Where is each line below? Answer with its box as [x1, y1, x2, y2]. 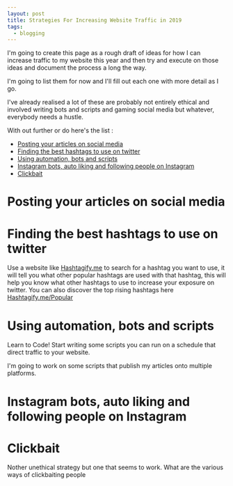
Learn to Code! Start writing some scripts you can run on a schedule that [7, 341, 216, 349]
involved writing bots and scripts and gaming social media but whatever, [7, 105, 214, 114]
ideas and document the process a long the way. [7, 63, 147, 72]
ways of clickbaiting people [7, 471, 86, 479]
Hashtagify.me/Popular [7, 294, 73, 302]
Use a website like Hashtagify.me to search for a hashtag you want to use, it [7, 264, 225, 272]
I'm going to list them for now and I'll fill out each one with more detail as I [7, 77, 219, 86]
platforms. [7, 369, 37, 377]
